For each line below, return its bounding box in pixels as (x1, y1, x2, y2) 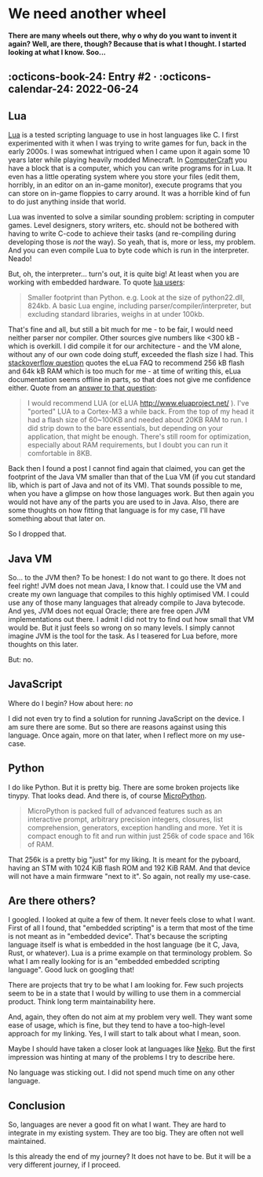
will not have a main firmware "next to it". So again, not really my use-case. (8, 871, 251, 881)
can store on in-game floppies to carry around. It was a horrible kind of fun (8, 189, 251, 198)
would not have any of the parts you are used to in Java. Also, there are (8, 497, 239, 507)
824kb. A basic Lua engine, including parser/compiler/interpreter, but (27, 301, 252, 311)
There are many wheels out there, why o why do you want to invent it (8, 31, 237, 40)
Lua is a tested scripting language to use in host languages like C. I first (8, 131, 239, 140)
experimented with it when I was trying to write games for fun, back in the (8, 138, 247, 148)
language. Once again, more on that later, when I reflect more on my (8, 730, 229, 740)
